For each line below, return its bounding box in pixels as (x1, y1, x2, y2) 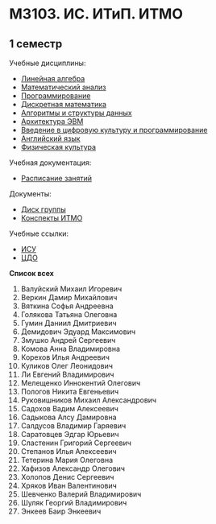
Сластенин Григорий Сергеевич (20, 438, 131, 448)
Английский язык (20, 134, 81, 143)
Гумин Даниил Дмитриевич (20, 319, 117, 328)
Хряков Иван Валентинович (20, 481, 118, 490)
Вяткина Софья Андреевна (20, 301, 114, 311)
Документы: (9, 189, 52, 198)
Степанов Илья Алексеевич (20, 447, 117, 456)
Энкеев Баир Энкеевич (20, 506, 102, 516)
